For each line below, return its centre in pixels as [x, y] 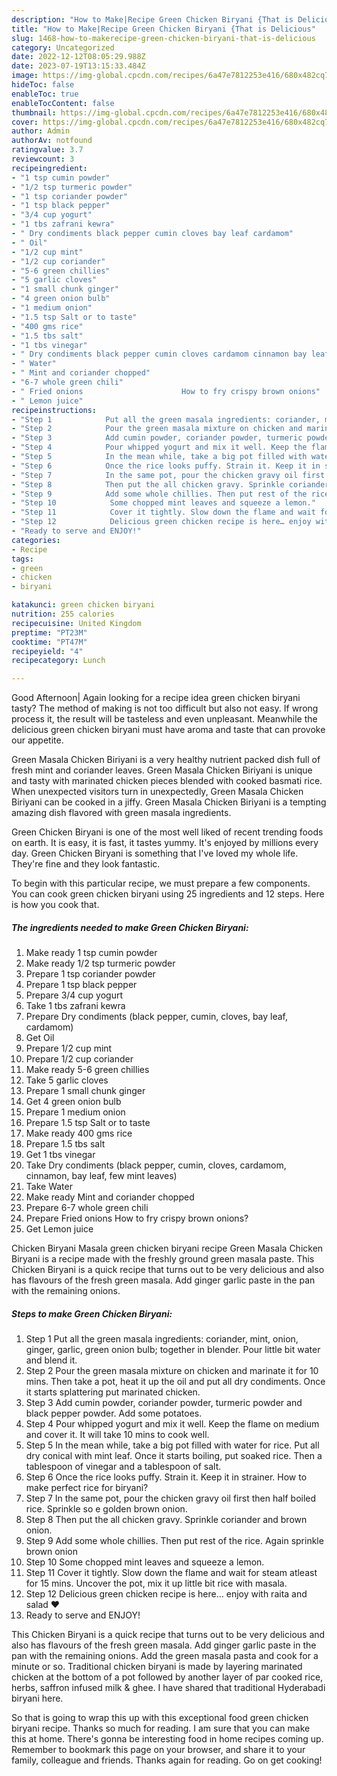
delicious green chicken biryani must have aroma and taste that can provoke [168, 730]
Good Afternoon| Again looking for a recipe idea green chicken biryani [156, 698]
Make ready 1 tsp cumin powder [91, 953]
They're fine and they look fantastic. [86, 864]
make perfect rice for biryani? [87, 1488]
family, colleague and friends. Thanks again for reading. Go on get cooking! [167, 1760]
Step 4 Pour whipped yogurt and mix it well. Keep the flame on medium [172, 1424]
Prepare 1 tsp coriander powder [90, 974]
